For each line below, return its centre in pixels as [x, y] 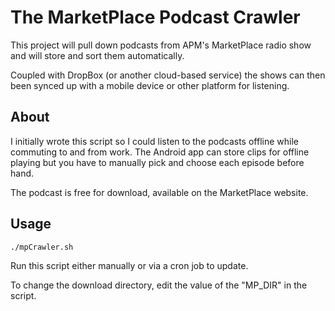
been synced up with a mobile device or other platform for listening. [150, 85]
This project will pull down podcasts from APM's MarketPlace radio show [161, 45]
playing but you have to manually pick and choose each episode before [157, 162]
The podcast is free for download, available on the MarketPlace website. [159, 192]
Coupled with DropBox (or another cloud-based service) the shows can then [168, 75]
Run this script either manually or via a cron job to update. [129, 265]
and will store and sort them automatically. [97, 55]
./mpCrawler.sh [42, 247]
